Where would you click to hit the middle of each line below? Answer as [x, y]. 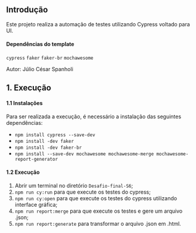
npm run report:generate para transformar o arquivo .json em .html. [98, 223]
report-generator [36, 159]
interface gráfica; [36, 204]
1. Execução [29, 88]
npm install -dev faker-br [48, 148]
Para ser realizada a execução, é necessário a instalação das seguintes [94, 116]
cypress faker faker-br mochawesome [50, 58]
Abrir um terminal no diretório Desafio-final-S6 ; [74, 185]
